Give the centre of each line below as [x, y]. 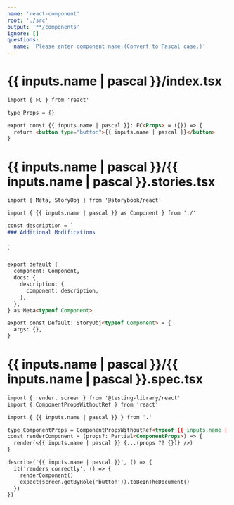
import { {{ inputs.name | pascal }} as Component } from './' [102, 213]
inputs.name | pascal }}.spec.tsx [105, 379]
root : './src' [28, 20]
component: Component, [47, 271]
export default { [33, 264]
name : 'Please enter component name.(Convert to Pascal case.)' [110, 46]
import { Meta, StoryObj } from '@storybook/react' [84, 200]
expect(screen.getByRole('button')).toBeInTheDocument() [105, 482]
